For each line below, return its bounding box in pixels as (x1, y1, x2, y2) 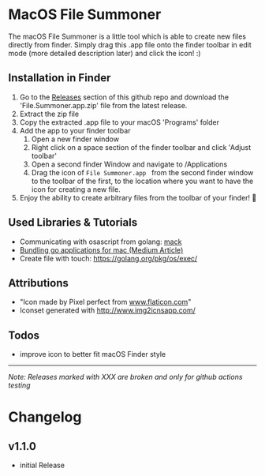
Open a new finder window (31, 134, 120, 144)
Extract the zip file (19, 109, 80, 118)
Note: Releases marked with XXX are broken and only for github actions (8, 373, 243, 382)
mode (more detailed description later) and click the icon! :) (8, 48, 201, 58)
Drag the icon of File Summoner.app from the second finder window (31, 167, 254, 177)
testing (8, 380, 31, 390)
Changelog (8, 408, 82, 426)
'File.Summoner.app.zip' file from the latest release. (19, 100, 188, 110)
